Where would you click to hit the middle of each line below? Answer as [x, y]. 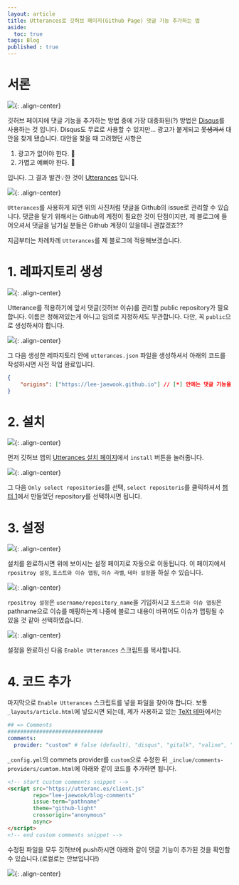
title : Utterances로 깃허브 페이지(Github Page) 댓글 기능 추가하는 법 [104, 21]
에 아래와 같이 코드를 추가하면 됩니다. [126, 768]
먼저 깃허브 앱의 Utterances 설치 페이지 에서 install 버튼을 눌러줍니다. [106, 458]
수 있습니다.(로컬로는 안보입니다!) [53, 858]
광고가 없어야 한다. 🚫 [46, 153]
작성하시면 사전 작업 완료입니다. [51, 364]
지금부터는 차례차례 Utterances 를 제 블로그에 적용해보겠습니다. [95, 240]
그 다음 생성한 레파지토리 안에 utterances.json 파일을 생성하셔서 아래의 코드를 [117, 355]
